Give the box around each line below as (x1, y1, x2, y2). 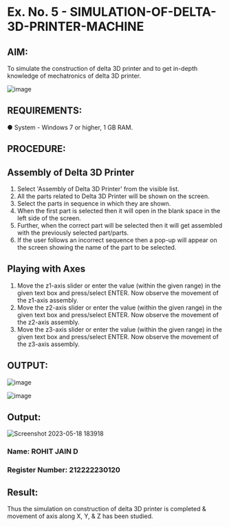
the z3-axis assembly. (17, 340, 80, 348)
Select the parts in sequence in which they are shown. (17, 200, 171, 208)
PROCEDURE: (7, 143, 66, 155)
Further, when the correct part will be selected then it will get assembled (17, 222, 223, 230)
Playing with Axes (7, 263, 86, 275)
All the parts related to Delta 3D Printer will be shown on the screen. (17, 192, 210, 200)
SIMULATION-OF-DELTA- (69, 4, 217, 20)
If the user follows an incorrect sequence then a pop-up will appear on (17, 236, 218, 244)
